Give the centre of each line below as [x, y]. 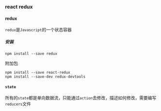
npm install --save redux [31, 54]
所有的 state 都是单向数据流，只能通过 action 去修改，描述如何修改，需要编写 [81, 98]
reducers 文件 [18, 104]
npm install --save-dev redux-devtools [45, 77]
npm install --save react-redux [38, 73]
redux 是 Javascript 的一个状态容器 [38, 30]
